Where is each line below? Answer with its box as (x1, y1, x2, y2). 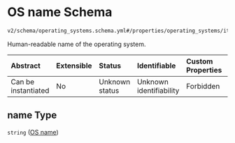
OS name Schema (7, 4, 113, 20)
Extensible (55, 61, 92, 70)
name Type (7, 110, 57, 121)
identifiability (136, 85, 180, 95)
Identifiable (136, 61, 176, 70)
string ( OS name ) (7, 128, 59, 136)
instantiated (10, 85, 50, 95)
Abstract (10, 61, 41, 70)
